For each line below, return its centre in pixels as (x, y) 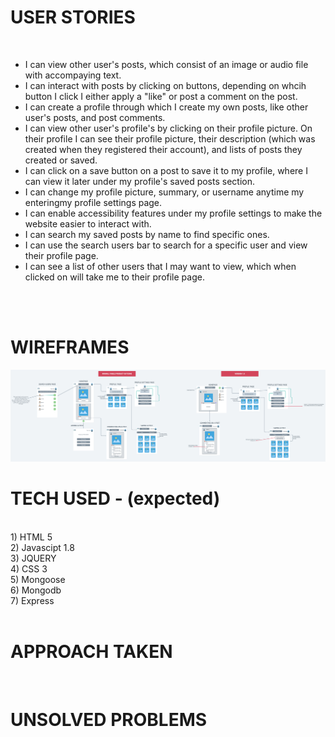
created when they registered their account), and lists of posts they (163, 149)
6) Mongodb (36, 590)
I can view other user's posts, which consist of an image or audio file (166, 64)
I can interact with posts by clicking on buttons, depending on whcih (165, 85)
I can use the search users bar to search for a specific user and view (166, 245)
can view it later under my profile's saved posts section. (140, 181)
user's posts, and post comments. (95, 117)
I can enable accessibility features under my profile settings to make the (173, 213)
